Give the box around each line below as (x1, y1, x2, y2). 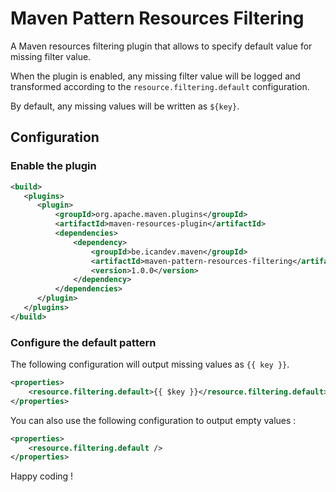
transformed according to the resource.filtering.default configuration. (10, 80, 310, 92)
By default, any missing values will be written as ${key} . (10, 100, 240, 112)
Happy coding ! (10, 470, 74, 482)
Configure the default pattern (10, 335, 157, 349)
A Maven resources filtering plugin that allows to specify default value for (10, 40, 313, 52)
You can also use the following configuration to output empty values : (10, 414, 297, 426)
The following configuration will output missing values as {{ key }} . (10, 358, 290, 371)
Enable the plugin (10, 159, 97, 173)
